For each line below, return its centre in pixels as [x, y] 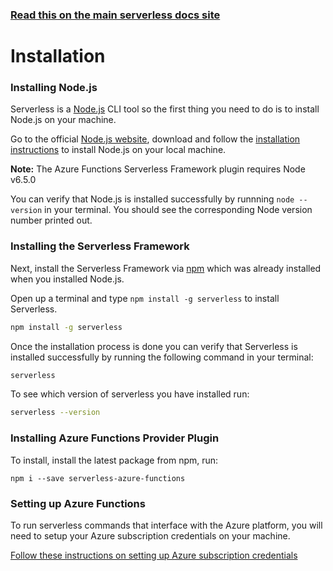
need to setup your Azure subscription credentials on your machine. [150, 535]
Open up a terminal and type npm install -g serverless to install [145, 298]
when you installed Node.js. [67, 279]
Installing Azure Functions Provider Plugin [115, 438]
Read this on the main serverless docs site [115, 15]
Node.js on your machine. [63, 120]
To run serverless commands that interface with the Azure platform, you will [166, 525]
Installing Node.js [54, 88]
